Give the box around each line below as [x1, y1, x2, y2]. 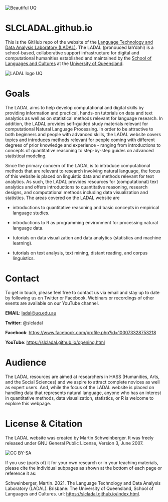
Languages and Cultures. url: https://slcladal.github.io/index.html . [5, 490, 140, 496]
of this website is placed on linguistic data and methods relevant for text [5, 173, 154, 179]
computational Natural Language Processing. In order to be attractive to [5, 126, 154, 132]
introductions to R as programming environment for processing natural [12, 219, 158, 225]
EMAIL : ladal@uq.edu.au [5, 310, 57, 316]
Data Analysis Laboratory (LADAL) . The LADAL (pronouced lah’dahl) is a [5, 44, 154, 50]
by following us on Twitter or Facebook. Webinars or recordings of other [5, 295, 154, 301]
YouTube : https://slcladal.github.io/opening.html [5, 339, 105, 345]
